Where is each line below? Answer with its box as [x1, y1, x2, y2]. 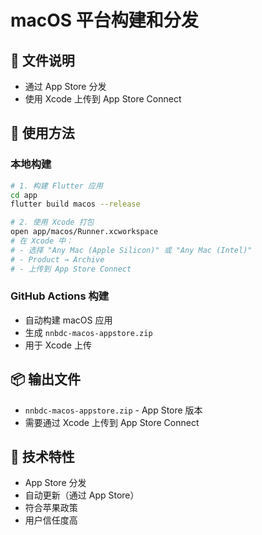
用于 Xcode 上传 [24, 339, 92, 351]
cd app [10, 190, 38, 200]
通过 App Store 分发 [24, 81, 107, 92]
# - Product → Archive [10, 254, 105, 265]
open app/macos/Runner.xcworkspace [10, 227, 159, 237]
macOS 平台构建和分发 [10, 9, 199, 32]
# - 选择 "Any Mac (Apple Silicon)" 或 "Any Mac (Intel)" [10, 245, 253, 255]
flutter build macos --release [10, 199, 141, 210]
